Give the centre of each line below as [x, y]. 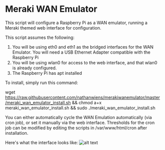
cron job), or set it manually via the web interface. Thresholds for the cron [80, 122]
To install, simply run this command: [42, 83]
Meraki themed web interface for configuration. [53, 28]
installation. [17, 133]
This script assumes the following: [40, 37]
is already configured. [34, 68]
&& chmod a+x [87, 102]
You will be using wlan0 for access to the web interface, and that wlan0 [85, 62]
